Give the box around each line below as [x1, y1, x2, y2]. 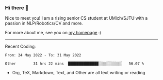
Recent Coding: [5, 43, 36, 50]
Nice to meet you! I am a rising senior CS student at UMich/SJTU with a [5, 15, 148, 21]
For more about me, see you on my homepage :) [5, 30, 101, 36]
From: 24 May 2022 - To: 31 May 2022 [5, 53, 81, 58]
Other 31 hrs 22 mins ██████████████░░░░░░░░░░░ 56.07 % [5, 61, 145, 67]
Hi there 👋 [5, 4, 29, 11]
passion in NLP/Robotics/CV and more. [5, 20, 83, 26]
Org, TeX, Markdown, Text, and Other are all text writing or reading [12, 70, 146, 76]
